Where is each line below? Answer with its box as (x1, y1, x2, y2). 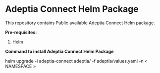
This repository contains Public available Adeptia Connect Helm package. (5, 20, 155, 26)
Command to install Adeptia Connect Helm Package (5, 48, 114, 54)
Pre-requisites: (5, 29, 37, 35)
